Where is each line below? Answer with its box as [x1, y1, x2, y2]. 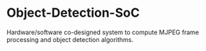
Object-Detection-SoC [6, 5, 140, 21]
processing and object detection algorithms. [6, 35, 134, 43]
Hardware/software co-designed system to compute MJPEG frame [6, 28, 200, 36]
